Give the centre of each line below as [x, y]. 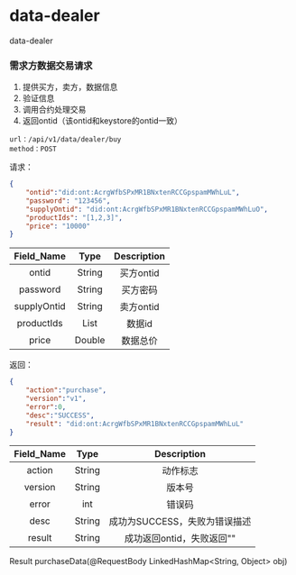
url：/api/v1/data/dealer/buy [65, 140]
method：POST [33, 150]
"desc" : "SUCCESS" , [60, 415]
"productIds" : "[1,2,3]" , [74, 217]
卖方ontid [139, 307]
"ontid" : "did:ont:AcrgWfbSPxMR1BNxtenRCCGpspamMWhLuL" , [133, 193]
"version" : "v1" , [56, 399]
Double [90, 341]
